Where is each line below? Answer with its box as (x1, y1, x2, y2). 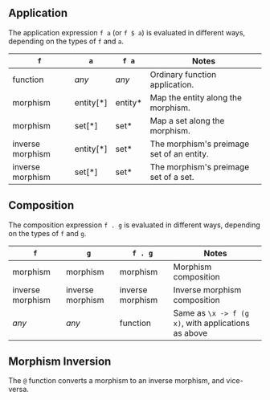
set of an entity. (149, 148, 209, 159)
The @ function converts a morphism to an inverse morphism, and (8, 376, 225, 386)
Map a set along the (149, 115, 225, 126)
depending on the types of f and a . (8, 36, 125, 46)
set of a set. (149, 171, 194, 182)
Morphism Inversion (8, 355, 112, 369)
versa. (8, 385, 30, 394)
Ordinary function (149, 68, 217, 80)
